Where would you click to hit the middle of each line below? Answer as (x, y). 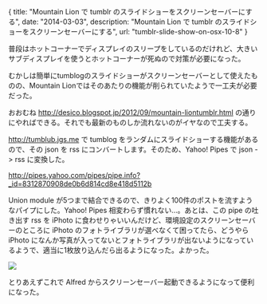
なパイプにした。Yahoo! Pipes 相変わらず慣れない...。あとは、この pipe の (130, 210)
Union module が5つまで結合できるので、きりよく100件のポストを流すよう (131, 200)
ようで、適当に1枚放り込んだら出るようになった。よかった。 (114, 250)
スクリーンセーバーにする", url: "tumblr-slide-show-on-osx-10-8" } (139, 32)
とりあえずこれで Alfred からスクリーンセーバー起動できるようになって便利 (132, 282)
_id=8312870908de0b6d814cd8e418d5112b (80, 184)
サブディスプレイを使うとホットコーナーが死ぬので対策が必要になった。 (127, 59)
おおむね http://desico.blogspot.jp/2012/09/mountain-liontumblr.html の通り (132, 113)
